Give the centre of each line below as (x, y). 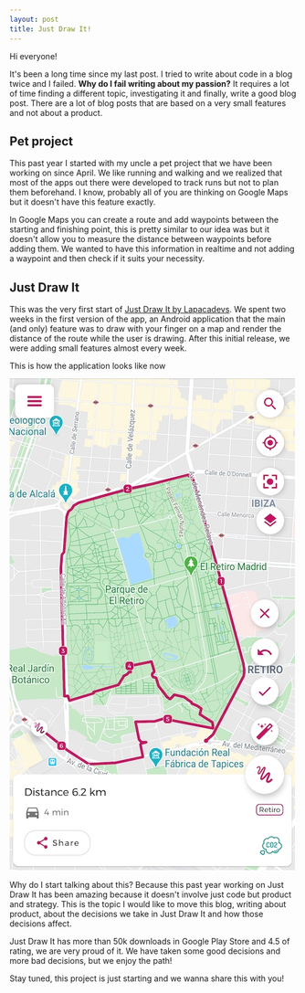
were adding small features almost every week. (98, 348)
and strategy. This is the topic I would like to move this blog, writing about (148, 904)
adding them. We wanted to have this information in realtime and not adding (152, 249)
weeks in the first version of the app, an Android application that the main (147, 319)
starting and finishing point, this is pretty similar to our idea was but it (139, 229)
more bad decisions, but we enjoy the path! (91, 961)
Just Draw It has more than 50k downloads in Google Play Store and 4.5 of (150, 942)
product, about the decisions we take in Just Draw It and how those (137, 914)
